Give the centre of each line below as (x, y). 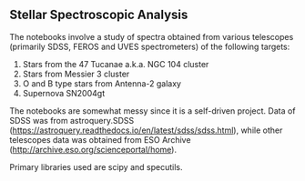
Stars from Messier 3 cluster (76, 74)
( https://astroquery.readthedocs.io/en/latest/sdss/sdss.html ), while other (146, 130)
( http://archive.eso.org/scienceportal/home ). (93, 149)
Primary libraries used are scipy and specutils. (96, 166)
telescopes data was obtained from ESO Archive (100, 139)
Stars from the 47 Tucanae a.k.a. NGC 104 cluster (116, 64)
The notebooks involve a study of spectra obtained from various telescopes (152, 36)
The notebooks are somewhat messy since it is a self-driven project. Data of (152, 111)
